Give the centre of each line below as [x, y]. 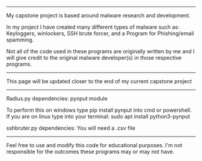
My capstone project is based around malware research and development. [98, 15]
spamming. [20, 40]
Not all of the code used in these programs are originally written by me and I [100, 51]
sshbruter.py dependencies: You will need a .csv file [71, 128]
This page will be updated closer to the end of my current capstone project [99, 81]
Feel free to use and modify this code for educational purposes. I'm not [94, 145]
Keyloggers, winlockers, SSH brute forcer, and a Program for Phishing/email [100, 33]
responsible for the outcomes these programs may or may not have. [90, 151]
